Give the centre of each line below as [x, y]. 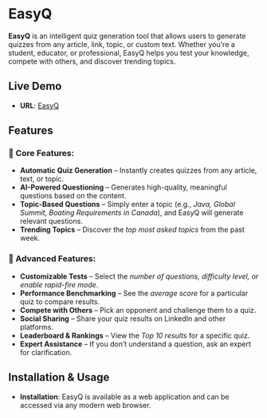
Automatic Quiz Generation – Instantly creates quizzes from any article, [138, 170]
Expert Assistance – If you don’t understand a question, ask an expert [135, 344]
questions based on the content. [73, 196]
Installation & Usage [59, 378]
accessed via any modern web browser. [85, 405]
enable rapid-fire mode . [59, 284]
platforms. [37, 326]
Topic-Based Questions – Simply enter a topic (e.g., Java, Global [127, 205]
